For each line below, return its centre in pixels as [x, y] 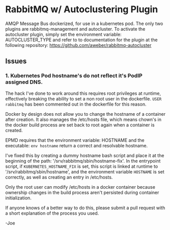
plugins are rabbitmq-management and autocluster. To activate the [75, 29]
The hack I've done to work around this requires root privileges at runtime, [83, 93]
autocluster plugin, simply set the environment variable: [64, 34]
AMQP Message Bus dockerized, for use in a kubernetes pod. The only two [84, 23]
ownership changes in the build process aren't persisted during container [82, 192]
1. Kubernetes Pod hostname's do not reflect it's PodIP [74, 76]
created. [14, 130]
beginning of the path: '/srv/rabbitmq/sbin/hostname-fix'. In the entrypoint [83, 161]
